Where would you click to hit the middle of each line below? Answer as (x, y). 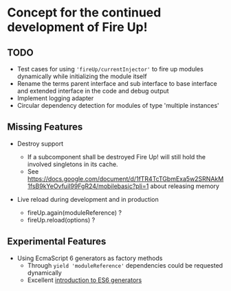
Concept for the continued (84, 13)
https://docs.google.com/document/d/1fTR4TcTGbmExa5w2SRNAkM (125, 178)
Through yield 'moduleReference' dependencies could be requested (125, 265)
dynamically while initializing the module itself (82, 76)
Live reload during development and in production (88, 199)
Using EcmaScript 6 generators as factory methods (90, 258)
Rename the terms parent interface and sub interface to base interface (117, 83)
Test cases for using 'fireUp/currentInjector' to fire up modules (110, 69)
